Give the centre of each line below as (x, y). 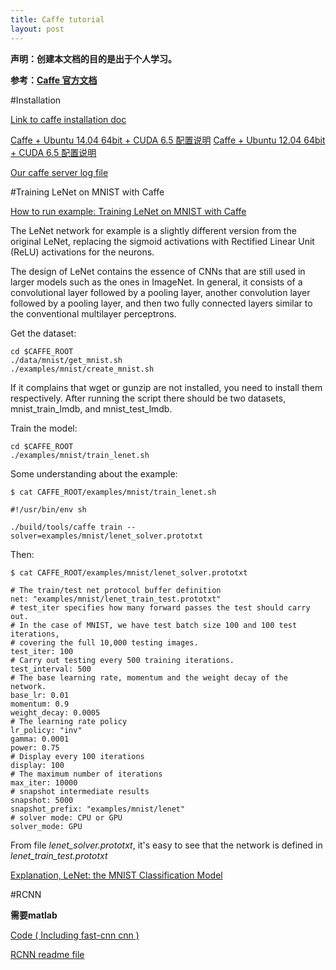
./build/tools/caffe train (66, 527)
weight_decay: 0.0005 (55, 712)
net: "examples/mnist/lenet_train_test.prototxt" (116, 599)
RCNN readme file (47, 954)
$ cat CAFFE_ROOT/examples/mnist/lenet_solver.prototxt (129, 572)
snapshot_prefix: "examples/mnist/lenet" (98, 809)
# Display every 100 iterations (77, 756)
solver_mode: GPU (46, 826)
